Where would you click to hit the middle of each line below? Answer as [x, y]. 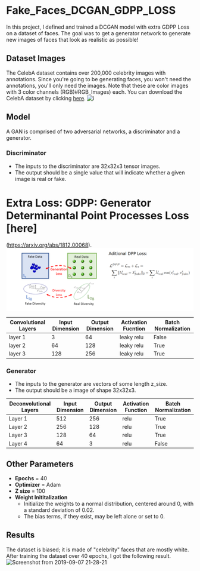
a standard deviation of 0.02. [59, 510]
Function [136, 410]
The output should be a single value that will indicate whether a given [100, 172]
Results [21, 535]
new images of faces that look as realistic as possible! [72, 39]
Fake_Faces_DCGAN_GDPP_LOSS [91, 10]
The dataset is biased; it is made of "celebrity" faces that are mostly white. [98, 549]
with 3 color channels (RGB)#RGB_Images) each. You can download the [94, 92]
